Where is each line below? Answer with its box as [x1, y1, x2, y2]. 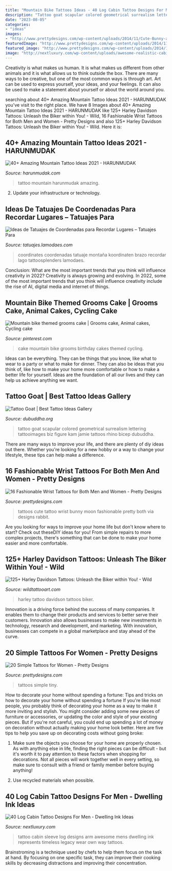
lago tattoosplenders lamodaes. [17, 257, 85, 263]
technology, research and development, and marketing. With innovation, [5, 623, 158, 629]
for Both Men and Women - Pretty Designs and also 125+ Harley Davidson [5, 118, 162, 124]
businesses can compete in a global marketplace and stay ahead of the [5, 628, 156, 634]
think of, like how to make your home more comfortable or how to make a [5, 366, 160, 372]
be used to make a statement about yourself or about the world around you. [5, 86, 165, 92]
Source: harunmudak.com [5, 170, 60, 176]
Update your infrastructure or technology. [12, 190, 101, 196]
